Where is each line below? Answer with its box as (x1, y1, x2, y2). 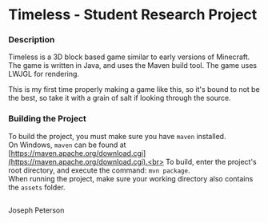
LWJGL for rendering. (8, 70, 80, 79)
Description (8, 34, 55, 46)
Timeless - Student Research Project (8, 6, 258, 24)
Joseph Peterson (8, 205, 65, 215)
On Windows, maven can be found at (8, 140, 126, 149)
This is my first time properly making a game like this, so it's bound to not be (8, 85, 260, 94)
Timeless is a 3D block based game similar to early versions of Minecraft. (8, 52, 250, 62)
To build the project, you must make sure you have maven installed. (8, 131, 226, 141)
